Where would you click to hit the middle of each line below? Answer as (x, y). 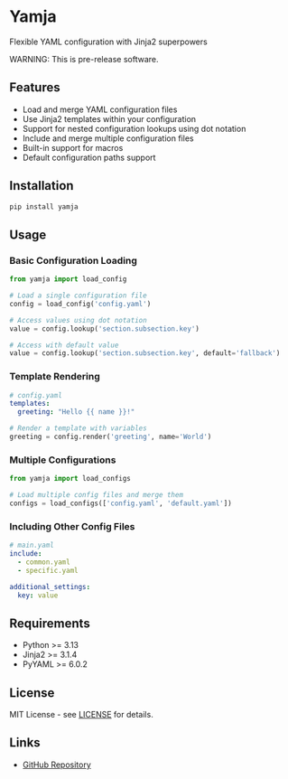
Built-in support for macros (73, 147)
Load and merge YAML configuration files (100, 109)
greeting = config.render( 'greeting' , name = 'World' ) (111, 437)
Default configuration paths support (89, 157)
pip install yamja (44, 206)
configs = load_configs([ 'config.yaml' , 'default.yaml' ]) (121, 503)
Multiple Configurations (63, 460)
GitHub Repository (57, 765)
